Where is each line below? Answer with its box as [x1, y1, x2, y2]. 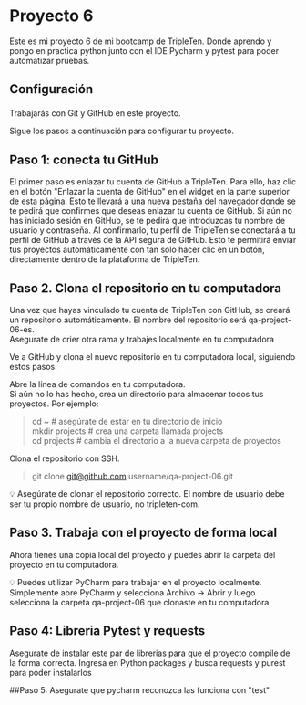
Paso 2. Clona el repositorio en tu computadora [9, 280, 282, 296]
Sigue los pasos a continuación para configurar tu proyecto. [9, 125, 235, 137]
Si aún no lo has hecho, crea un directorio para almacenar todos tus [9, 388, 264, 399]
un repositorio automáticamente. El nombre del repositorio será [9, 314, 247, 325]
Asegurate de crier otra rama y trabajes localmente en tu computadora [9, 333, 275, 344]
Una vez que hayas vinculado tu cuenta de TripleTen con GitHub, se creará [9, 304, 291, 315]
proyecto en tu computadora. [9, 559, 119, 570]
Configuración [9, 81, 94, 97]
